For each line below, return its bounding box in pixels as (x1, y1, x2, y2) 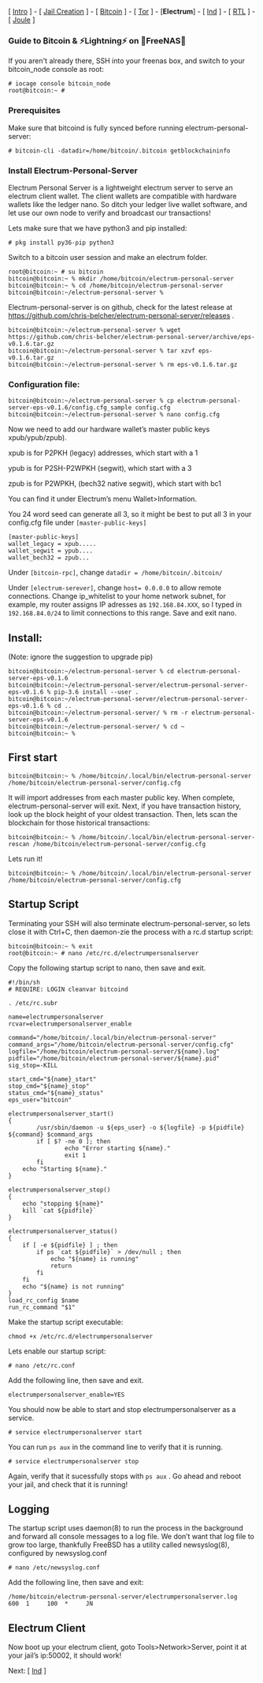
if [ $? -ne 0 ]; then (36, 1137, 111, 1145)
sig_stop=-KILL (8, 1061, 58, 1069)
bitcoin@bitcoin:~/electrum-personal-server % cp (8, 397, 175, 405)
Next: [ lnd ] (8, 1666, 47, 1676)
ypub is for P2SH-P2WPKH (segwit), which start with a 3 (8, 464, 192, 473)
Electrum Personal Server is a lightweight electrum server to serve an (8, 183, 234, 192)
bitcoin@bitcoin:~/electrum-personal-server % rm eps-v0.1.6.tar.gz (8, 360, 238, 368)
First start (8, 751, 57, 765)
